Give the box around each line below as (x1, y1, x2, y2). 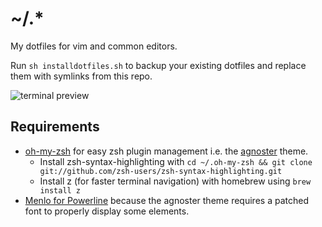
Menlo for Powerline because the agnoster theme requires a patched (24, 194, 309, 206)
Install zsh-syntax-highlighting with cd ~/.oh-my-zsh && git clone (39, 155, 313, 167)
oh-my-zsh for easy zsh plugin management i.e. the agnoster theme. (24, 145, 309, 157)
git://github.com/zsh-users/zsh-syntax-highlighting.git (39, 166, 283, 176)
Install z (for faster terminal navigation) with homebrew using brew (39, 175, 312, 187)
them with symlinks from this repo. (10, 70, 153, 82)
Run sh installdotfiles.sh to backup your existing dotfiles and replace (10, 59, 307, 71)
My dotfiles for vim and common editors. (10, 40, 178, 52)
